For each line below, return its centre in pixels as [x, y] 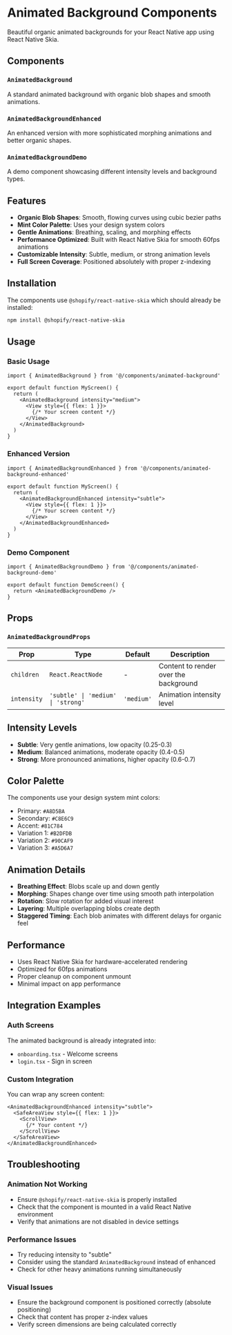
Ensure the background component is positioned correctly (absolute [114, 1302]
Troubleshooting [44, 1165]
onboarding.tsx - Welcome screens [68, 1054]
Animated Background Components [112, 13]
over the [172, 674]
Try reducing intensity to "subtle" [64, 1254]
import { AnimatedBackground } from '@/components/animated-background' [114, 376]
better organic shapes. [39, 140]
